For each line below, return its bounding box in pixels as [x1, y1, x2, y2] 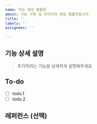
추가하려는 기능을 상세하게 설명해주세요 [17, 63, 92, 69]
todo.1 [12, 90, 24, 96]
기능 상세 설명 [5, 49, 44, 57]
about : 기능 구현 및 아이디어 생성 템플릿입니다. [5, 12, 91, 17]
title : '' [5, 16, 25, 21]
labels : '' [5, 21, 27, 26]
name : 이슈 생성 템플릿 [5, 7, 47, 12]
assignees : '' [5, 25, 34, 30]
